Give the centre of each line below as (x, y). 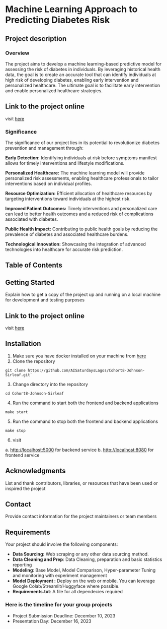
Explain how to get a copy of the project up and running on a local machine (83, 295)
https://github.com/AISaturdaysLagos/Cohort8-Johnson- (86, 370)
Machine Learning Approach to (71, 9)
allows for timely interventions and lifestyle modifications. (65, 163)
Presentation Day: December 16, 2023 (52, 621)
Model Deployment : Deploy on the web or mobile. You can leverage (83, 581)
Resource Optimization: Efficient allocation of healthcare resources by (79, 193)
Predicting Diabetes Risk (58, 20)
